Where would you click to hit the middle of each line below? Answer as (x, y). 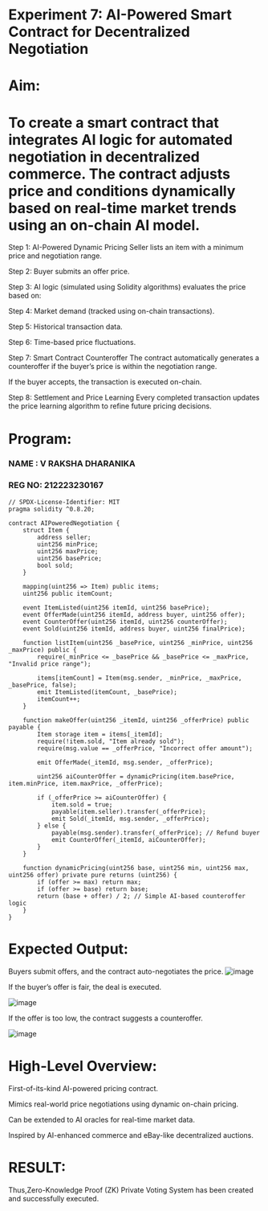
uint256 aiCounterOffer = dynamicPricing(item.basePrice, (136, 776)
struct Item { (46, 530)
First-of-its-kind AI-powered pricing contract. (83, 1088)
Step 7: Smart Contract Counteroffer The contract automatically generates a (134, 358)
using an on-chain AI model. (104, 225)
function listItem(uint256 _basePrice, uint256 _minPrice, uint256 (138, 642)
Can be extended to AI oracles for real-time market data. (102, 1119)
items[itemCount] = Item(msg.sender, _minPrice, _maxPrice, (140, 678)
